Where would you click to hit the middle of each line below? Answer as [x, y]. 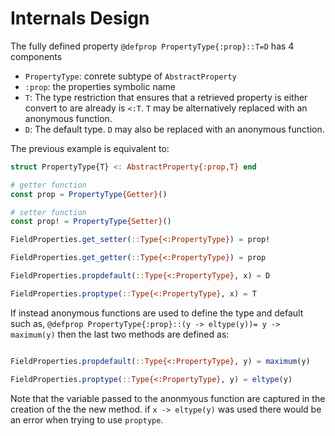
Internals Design [80, 18]
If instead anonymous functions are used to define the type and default [157, 313]
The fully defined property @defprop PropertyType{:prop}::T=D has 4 [152, 46]
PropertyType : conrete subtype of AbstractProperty [130, 76]
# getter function [48, 185]
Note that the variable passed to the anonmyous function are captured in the [168, 398]
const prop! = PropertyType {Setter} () [91, 222]
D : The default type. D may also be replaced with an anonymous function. [174, 129]
